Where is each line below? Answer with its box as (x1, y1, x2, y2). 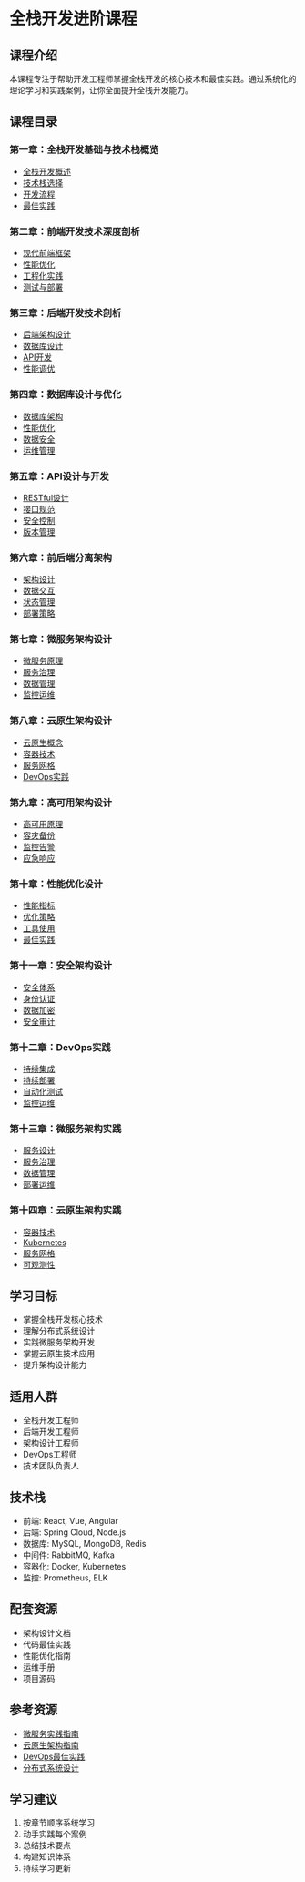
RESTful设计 (22, 492, 70, 503)
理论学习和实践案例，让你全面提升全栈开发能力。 (9, 85, 193, 96)
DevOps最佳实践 (22, 1751, 86, 1762)
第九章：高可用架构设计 (9, 796, 112, 809)
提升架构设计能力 (22, 1359, 87, 1371)
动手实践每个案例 (22, 1828, 87, 1840)
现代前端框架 (22, 247, 71, 258)
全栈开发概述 (22, 166, 71, 177)
